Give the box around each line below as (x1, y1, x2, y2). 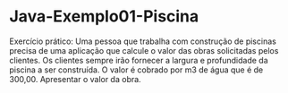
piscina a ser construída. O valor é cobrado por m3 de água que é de (9, 64, 264, 75)
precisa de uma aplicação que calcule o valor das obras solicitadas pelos (9, 45, 279, 55)
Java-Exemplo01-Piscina (9, 6, 199, 27)
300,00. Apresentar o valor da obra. (9, 73, 141, 84)
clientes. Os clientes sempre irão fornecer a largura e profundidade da (9, 55, 268, 65)
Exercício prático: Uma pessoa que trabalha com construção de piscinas (9, 36, 277, 46)
